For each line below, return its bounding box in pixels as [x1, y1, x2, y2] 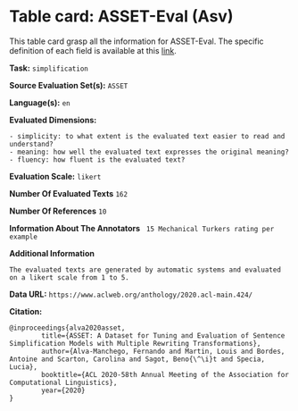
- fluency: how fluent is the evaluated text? [9, 155, 186, 164]
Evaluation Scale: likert [9, 171, 102, 181]
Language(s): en [9, 96, 70, 108]
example [9, 232, 38, 241]
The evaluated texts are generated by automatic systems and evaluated [9, 265, 281, 274]
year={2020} [41, 386, 87, 395]
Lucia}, [9, 362, 38, 372]
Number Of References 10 [9, 205, 107, 216]
